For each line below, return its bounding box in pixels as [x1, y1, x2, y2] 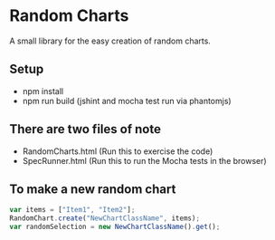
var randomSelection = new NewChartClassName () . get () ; [9, 223, 221, 232]
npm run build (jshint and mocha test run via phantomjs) [22, 95, 232, 106]
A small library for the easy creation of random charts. [9, 35, 211, 46]
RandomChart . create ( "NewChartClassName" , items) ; [9, 214, 201, 223]
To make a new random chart [9, 181, 176, 197]
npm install [22, 85, 64, 96]
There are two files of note [9, 121, 161, 137]
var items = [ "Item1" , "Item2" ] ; [9, 206, 136, 215]
